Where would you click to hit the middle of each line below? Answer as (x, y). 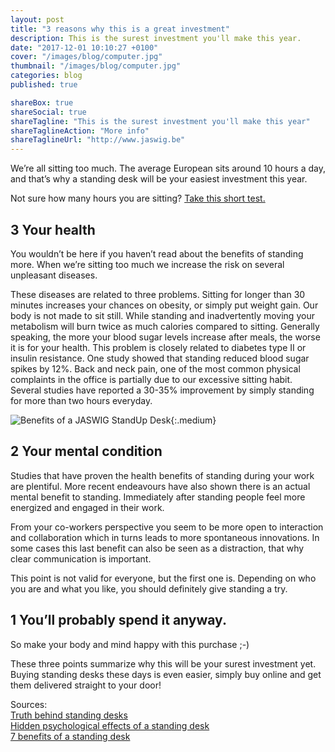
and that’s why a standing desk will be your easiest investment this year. (159, 179)
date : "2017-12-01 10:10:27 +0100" (84, 47)
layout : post (37, 19)
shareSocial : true (48, 112)
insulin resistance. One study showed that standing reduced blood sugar (160, 358)
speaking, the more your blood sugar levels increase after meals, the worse (165, 337)
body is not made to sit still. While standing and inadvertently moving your (162, 315)
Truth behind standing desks (69, 715)
